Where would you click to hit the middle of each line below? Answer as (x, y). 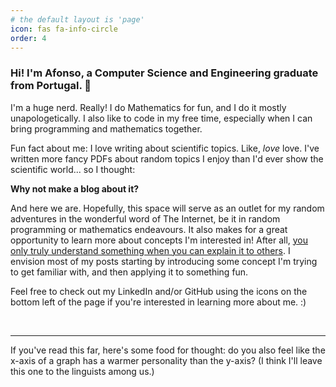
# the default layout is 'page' (77, 19)
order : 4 (28, 38)
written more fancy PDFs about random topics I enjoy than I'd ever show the (167, 158)
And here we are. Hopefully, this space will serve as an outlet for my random (167, 208)
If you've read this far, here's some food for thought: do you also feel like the (168, 350)
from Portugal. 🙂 (51, 86)
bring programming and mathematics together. (106, 128)
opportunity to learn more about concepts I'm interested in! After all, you (159, 240)
